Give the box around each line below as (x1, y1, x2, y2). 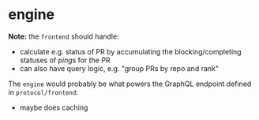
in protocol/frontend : (8, 87, 79, 96)
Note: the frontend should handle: (8, 32, 120, 41)
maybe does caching (19, 103, 88, 112)
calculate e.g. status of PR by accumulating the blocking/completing (19, 47, 242, 56)
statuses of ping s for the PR (19, 55, 111, 65)
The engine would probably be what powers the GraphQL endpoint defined (8, 79, 252, 88)
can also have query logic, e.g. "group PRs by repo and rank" (19, 63, 220, 73)
